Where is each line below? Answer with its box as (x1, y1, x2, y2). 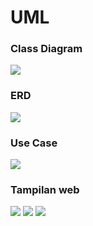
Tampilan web (10, 183, 80, 196)
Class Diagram (10, 42, 83, 56)
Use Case (10, 136, 58, 150)
